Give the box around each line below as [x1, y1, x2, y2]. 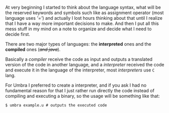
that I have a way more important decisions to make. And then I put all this [5, 20, 159, 26]
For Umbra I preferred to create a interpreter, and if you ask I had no [5, 82, 147, 88]
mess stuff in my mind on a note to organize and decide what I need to [5, 26, 152, 32]
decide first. [5, 31, 30, 37]
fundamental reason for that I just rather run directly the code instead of [5, 88, 155, 93]
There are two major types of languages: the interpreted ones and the [5, 41, 151, 47]
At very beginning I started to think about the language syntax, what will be [5, 5, 161, 10]
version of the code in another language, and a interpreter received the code [5, 62, 164, 67]
